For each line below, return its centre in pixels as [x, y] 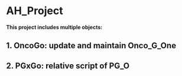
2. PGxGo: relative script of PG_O [68, 66]
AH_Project [35, 11]
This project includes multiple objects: [54, 27]
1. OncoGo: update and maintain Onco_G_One [91, 46]
